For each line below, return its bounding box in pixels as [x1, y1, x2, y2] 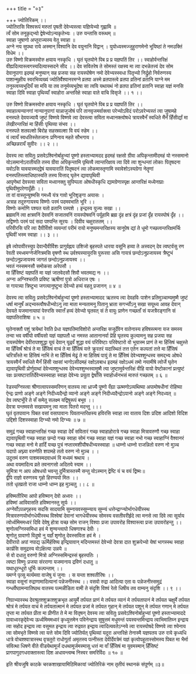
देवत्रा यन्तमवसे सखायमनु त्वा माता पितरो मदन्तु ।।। [6, 403, 102, 410]
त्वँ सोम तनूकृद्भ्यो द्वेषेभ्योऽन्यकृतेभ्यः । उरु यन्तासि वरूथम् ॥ [6, 30, 116, 37]
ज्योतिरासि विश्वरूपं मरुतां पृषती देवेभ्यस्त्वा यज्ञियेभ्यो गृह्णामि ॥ [6, 23, 116, 30]
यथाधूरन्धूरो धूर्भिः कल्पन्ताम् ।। [6, 565, 63, 572]
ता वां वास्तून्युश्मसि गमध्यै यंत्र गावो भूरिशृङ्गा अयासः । [6, 191, 104, 199]
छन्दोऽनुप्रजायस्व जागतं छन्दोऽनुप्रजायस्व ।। [6, 256, 86, 263]
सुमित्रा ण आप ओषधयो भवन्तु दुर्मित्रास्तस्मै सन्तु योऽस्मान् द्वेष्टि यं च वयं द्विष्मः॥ [6, 468, 145, 474]
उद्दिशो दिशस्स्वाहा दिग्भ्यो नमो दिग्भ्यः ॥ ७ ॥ [6, 416, 86, 423]
